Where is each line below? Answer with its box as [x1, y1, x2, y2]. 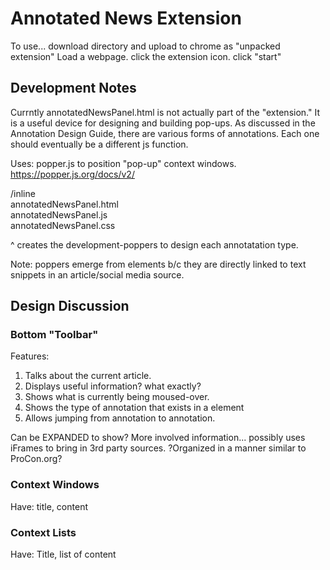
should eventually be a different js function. [10, 138, 189, 150]
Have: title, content [10, 500, 88, 512]
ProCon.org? [10, 453, 63, 465]
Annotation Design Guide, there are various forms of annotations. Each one [10, 127, 320, 139]
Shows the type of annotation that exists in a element [24, 402, 245, 414]
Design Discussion [10, 298, 130, 315]
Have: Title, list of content [10, 548, 117, 561]
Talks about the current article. [24, 370, 152, 382]
